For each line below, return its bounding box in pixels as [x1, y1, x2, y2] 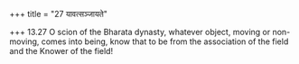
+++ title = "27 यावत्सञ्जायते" [9, 9, 108, 19]
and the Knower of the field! [9, 46, 114, 56]
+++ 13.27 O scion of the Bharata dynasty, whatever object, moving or [9, 27, 271, 37]
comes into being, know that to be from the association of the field [41, 36, 289, 47]
